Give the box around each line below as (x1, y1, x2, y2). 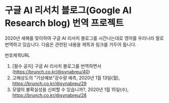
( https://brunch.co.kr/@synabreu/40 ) (12, 68, 90, 75)
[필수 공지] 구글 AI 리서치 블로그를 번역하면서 (12, 63, 101, 69)
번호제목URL (5, 52, 30, 58)
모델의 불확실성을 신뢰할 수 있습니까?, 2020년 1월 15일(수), (12, 86, 129, 92)
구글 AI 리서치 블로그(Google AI (5, 5, 132, 16)
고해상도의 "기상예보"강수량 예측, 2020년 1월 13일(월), (12, 75, 120, 81)
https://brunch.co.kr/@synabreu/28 (12, 92, 87, 98)
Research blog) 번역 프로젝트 (5, 17, 124, 29)
